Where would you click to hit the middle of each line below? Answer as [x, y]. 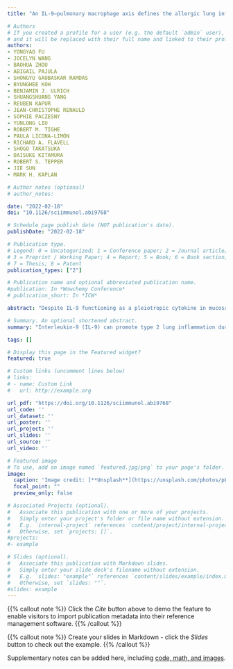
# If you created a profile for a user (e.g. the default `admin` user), [116, 33]
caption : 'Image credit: [49, 480]
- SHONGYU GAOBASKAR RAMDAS [48, 78]
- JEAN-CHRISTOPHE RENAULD [46, 110]
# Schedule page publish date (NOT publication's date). [91, 225]
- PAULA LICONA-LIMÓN [38, 136]
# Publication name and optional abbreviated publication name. [102, 283]
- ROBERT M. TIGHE [34, 129]
